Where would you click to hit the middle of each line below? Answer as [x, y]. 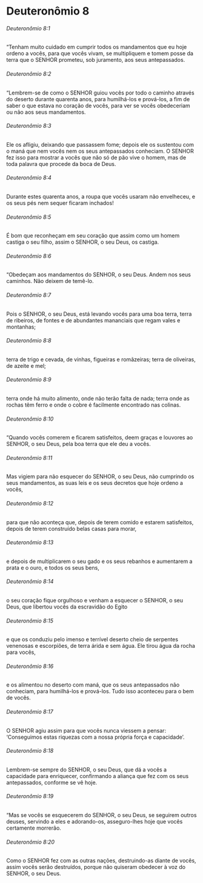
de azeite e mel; [26, 365]
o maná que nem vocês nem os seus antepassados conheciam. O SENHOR [100, 151]
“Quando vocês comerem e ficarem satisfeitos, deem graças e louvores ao [100, 438]
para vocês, [21, 652]
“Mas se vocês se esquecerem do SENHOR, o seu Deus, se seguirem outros [101, 815]
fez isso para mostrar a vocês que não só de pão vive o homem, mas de [96, 157]
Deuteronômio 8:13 [30, 542]
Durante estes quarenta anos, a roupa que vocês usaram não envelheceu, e [101, 196]
